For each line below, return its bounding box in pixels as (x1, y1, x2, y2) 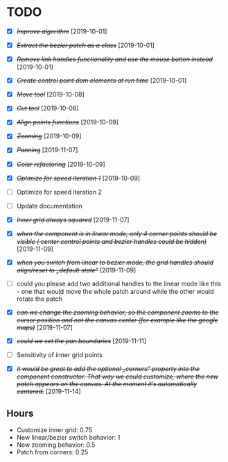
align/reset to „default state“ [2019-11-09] (16, 265, 137, 274)
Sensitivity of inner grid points (16, 351, 103, 359)
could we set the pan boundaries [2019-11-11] (16, 337, 147, 345)
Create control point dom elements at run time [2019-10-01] (16, 76, 187, 85)
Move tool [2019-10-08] (16, 90, 85, 99)
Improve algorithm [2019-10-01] (16, 27, 107, 35)
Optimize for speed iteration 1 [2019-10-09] (16, 174, 140, 182)
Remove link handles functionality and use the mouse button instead (16, 55, 213, 63)
